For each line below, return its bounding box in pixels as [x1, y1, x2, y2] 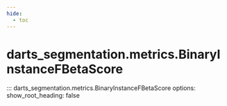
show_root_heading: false [6, 91, 81, 100]
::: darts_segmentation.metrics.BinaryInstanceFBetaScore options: [6, 84, 196, 92]
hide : [6, 10, 22, 17]
